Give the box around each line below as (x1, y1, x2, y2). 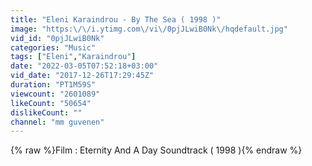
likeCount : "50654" (10, 98, 92, 108)
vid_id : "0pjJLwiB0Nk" (10, 33, 105, 43)
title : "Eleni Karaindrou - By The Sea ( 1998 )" (10, 14, 222, 25)
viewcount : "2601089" (10, 89, 101, 99)
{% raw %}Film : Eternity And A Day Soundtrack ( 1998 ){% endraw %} (10, 144, 303, 156)
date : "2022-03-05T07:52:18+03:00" (10, 61, 159, 71)
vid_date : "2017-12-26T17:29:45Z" (10, 71, 155, 81)
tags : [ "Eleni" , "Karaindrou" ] (10, 52, 137, 62)
